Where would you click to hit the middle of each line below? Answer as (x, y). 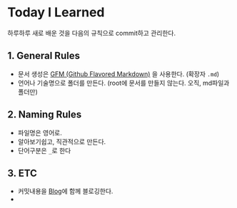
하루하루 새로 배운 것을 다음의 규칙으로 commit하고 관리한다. (92, 33)
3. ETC (22, 173)
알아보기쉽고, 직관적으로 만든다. (62, 141)
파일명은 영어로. (40, 132)
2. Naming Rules (45, 115)
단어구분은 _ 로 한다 (44, 150)
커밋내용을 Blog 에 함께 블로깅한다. (65, 191)
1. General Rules (44, 56)
